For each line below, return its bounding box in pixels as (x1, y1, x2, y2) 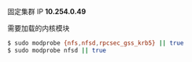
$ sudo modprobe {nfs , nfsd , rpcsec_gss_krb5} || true (7, 39, 184, 47)
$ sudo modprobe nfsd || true (7, 46, 107, 54)
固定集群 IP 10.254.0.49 (7, 7, 87, 16)
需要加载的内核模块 (7, 24, 70, 33)
